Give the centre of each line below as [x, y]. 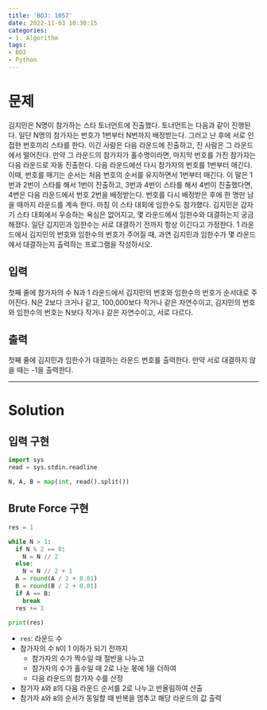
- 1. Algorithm [33, 38]
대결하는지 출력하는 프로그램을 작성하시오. [88, 244]
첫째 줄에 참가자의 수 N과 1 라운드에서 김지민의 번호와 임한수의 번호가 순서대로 [129, 292]
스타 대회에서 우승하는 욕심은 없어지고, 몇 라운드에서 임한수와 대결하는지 [128, 214]
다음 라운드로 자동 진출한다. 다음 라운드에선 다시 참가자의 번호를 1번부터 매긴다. [130, 164]
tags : [17, 45]
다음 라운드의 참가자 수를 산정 [77, 678]
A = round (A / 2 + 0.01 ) [56, 579]
